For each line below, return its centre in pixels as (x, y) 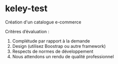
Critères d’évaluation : (27, 31)
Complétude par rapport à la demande (51, 41)
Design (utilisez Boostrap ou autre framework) (59, 46)
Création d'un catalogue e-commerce (43, 22)
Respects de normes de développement (53, 51)
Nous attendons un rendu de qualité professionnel (63, 56)
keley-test (26, 9)
